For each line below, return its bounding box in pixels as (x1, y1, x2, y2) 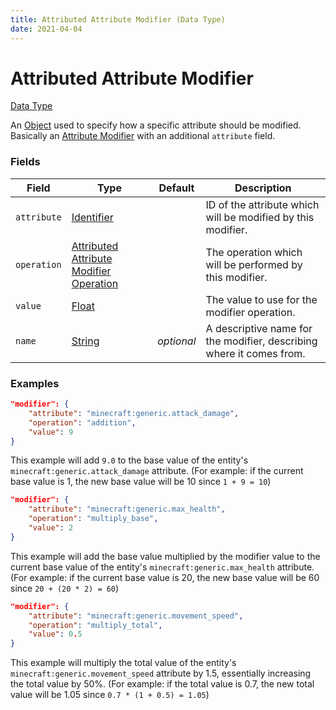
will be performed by (205, 257, 303, 271)
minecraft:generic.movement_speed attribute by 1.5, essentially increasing (10, 667, 312, 680)
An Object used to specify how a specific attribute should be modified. (10, 119, 302, 131)
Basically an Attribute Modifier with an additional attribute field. (10, 130, 276, 142)
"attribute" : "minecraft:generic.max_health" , (28, 504, 226, 515)
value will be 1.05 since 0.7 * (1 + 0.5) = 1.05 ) (10, 689, 210, 701)
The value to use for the (205, 292, 318, 306)
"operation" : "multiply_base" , (28, 514, 159, 524)
